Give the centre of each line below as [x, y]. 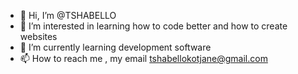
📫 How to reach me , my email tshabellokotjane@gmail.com [143, 58]
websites [38, 36]
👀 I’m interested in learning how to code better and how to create [153, 26]
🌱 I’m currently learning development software [115, 47]
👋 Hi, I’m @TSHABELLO [68, 15]
